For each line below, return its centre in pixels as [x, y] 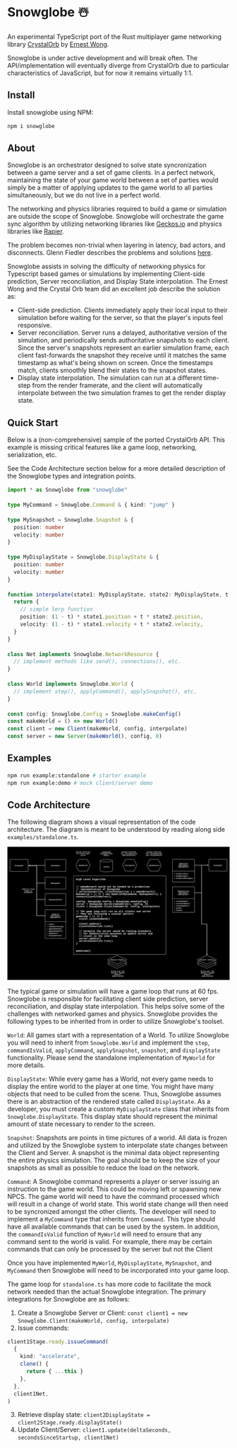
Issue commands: [43, 1328]
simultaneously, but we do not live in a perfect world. [84, 195]
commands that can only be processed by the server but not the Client [110, 1249]
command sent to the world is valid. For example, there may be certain [110, 1241]
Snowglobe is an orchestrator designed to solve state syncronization [107, 165]
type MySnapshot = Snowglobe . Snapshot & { [71, 519]
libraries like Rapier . [36, 231]
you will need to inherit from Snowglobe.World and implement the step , [109, 1042]
